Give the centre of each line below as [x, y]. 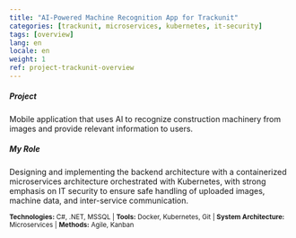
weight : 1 [28, 59]
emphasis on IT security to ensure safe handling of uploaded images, [137, 190]
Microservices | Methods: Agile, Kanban [72, 225]
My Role [25, 149]
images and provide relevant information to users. [101, 128]
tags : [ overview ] [42, 34]
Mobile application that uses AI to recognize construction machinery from [145, 119]
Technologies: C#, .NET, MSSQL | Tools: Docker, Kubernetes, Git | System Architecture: [147, 216]
